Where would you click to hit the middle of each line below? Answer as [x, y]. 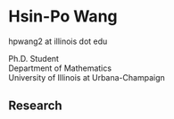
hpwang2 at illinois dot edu [58, 41]
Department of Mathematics [60, 68]
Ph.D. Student [34, 58]
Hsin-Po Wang [63, 17]
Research [36, 106]
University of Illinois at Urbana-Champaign [87, 77]
